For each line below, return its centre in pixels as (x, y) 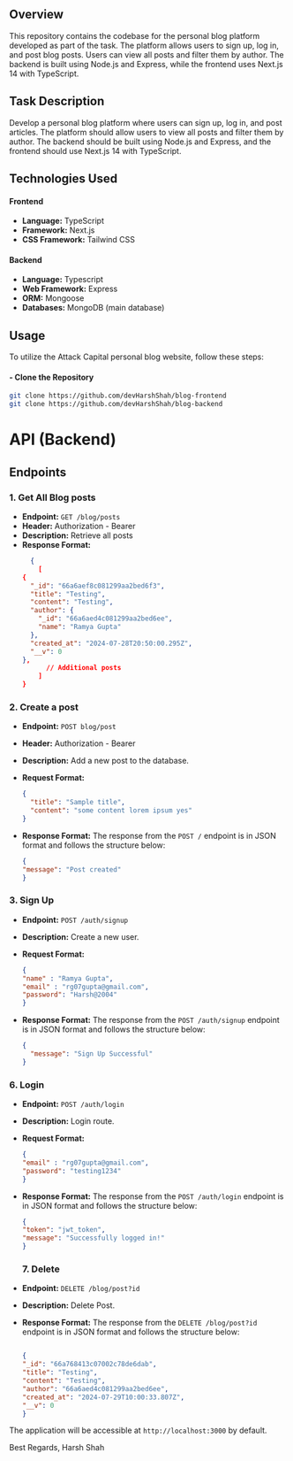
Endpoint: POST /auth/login (73, 1104)
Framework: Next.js (58, 230)
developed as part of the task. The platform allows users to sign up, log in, (144, 45)
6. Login (27, 1085)
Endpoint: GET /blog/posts (71, 517)
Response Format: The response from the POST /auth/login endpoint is (153, 1196)
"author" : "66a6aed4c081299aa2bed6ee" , (95, 1388)
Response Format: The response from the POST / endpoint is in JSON (149, 835)
